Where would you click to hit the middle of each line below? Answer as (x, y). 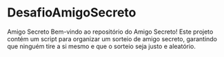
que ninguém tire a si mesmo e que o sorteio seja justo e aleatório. (102, 46)
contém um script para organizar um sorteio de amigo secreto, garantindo (112, 38)
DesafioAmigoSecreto (72, 13)
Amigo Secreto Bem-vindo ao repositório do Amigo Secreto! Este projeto (110, 32)
